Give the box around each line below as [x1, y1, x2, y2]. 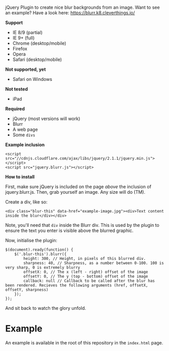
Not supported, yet [5, 66, 46, 72]
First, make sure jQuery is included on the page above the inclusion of [5, 184, 152, 190]
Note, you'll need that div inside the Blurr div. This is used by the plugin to [5, 222, 159, 228]
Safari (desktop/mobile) [12, 56, 62, 63]
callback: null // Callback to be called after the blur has [23, 278, 155, 283]
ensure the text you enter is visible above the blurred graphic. [5, 227, 134, 233]
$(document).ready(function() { [5, 247, 73, 252]
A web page [12, 127, 38, 132]
